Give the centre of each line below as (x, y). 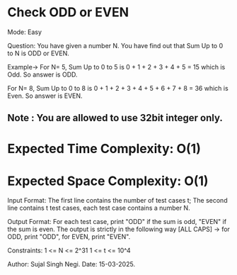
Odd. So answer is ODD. (42, 74)
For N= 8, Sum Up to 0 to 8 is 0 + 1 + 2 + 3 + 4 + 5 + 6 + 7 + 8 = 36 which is (118, 88)
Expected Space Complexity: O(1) (108, 181)
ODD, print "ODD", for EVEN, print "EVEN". (69, 237)
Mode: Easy (25, 32)
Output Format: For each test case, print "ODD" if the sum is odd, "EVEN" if (117, 222)
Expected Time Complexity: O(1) (104, 148)
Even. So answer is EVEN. (45, 96)
